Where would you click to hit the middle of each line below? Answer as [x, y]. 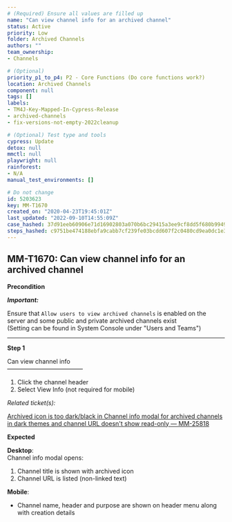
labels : [18, 103]
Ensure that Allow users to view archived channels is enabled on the [107, 313]
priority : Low [28, 33]
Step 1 [16, 348]
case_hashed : [26, 225]
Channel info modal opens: [46, 458]
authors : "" [24, 46]
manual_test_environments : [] [51, 180]
